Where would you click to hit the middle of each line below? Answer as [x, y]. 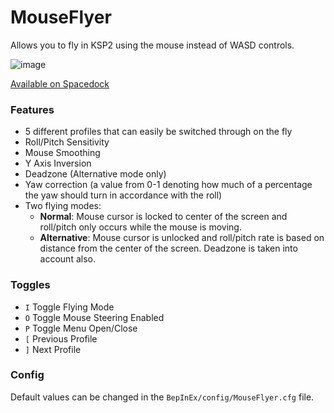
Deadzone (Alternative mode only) [95, 174]
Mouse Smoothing [62, 153]
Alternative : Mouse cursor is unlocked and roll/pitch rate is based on [182, 238]
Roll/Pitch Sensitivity [67, 142]
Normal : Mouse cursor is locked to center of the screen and [163, 217]
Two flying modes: [63, 206]
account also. [67, 259]
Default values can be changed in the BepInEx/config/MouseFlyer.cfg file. [162, 397]
